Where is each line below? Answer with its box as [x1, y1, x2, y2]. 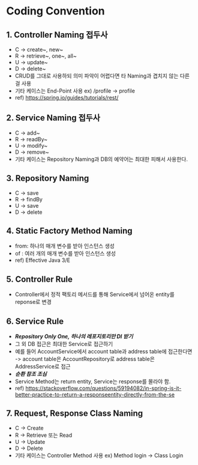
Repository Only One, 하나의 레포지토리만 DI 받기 [14, 333, 133, 340]
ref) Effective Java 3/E [14, 257, 71, 264]
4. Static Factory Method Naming [6, 226, 133, 236]
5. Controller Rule [6, 274, 73, 284]
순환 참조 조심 [14, 371, 47, 378]
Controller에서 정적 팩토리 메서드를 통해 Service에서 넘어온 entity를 [14, 291, 175, 298]
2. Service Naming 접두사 [6, 113, 101, 123]
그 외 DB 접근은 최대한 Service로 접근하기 [14, 341, 113, 348]
